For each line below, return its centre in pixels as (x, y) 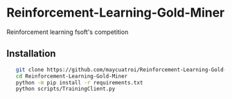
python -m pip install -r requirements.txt (79, 82)
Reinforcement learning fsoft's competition (68, 32)
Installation (31, 54)
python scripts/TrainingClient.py (65, 89)
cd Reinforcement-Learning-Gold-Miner (72, 76)
